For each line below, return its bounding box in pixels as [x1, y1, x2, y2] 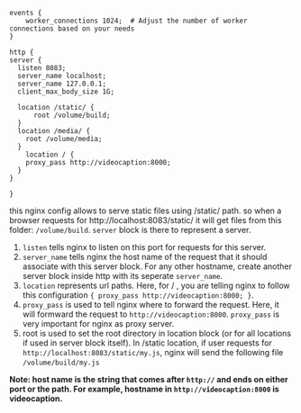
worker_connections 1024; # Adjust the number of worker [25, 16, 248, 25]
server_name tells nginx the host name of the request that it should [22, 252, 268, 262]
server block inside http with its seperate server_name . [22, 271, 223, 281]
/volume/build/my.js [22, 358, 100, 367]
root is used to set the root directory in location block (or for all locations [22, 328, 291, 338]
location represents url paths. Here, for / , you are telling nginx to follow [22, 280, 290, 291]
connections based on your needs [9, 24, 135, 33]
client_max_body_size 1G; [17, 87, 115, 96]
